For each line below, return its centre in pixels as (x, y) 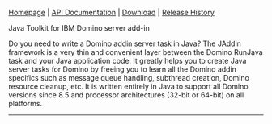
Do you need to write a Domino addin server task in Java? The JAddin (125, 43)
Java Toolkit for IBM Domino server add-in (79, 28)
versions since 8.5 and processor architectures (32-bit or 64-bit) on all (126, 95)
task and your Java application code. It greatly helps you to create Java (127, 61)
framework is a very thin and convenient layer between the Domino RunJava (136, 52)
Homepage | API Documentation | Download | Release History (111, 12)
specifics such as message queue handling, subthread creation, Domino (129, 78)
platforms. (25, 103)
